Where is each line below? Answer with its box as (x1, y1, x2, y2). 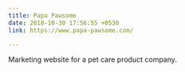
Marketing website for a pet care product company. (8, 55, 178, 64)
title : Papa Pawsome (8, 11, 77, 20)
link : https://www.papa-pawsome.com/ (8, 26, 134, 34)
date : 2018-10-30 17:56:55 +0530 (8, 19, 120, 27)
